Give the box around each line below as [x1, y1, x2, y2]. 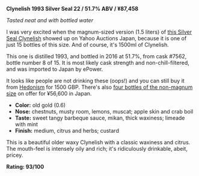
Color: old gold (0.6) [14, 102, 66, 109]
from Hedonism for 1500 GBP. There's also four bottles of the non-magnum [6, 83, 193, 91]
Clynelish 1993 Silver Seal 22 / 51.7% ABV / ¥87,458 [6, 5, 139, 12]
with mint [14, 121, 38, 128]
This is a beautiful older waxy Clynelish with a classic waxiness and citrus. [6, 139, 191, 146]
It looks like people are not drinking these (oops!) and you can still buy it [6, 77, 185, 84]
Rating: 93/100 [6, 163, 44, 170]
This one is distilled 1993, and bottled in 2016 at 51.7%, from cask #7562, [6, 53, 187, 59]
